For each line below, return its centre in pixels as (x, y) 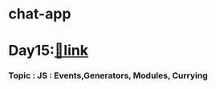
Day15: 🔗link (48, 51)
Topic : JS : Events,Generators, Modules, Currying (108, 75)
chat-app (40, 14)
